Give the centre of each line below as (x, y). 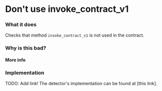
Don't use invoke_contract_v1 (67, 9)
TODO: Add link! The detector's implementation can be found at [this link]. (81, 84)
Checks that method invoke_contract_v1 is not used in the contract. (75, 35)
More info (15, 60)
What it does (21, 25)
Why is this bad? (26, 48)
